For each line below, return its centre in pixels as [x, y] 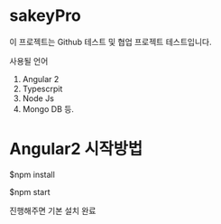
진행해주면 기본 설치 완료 [53, 210]
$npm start [30, 191]
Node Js [38, 98]
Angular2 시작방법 [76, 149]
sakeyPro [45, 16]
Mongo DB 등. [48, 108]
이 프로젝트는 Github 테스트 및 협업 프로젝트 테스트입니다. [110, 42]
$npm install [32, 174]
